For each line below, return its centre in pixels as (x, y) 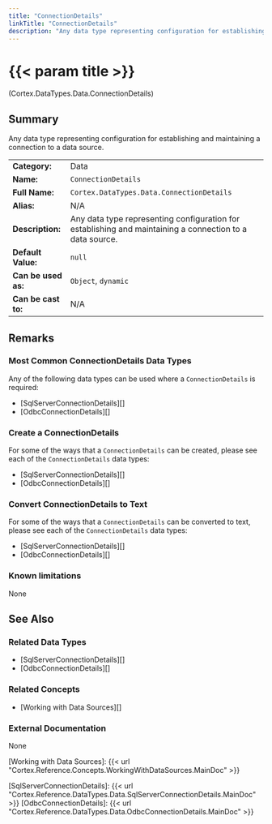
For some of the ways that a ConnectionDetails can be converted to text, (130, 522)
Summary (34, 119)
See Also (31, 619)
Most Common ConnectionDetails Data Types (100, 361)
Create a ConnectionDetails (64, 432)
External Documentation (57, 728)
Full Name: (33, 193)
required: (23, 387)
